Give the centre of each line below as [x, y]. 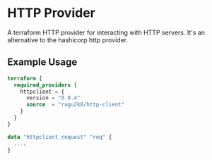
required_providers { [46, 85]
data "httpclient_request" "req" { [60, 137]
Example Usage [42, 62]
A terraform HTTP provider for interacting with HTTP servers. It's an [106, 32]
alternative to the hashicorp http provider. [68, 39]
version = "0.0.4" [53, 98]
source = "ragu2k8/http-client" [75, 105]
